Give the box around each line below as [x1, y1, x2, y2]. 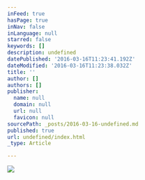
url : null [13, 107, 42, 114]
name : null [13, 95, 45, 102]
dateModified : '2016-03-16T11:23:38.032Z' [7, 62, 132, 69]
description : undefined [7, 50, 77, 57]
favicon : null [13, 114, 54, 121]
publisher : [7, 88, 39, 95]
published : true [7, 127, 54, 134]
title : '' [7, 68, 36, 75]
